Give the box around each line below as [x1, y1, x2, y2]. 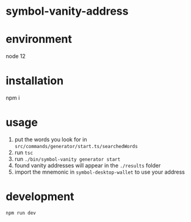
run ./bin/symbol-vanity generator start [14, 155, 121, 163]
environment [5, 32, 73, 46]
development [5, 190, 74, 204]
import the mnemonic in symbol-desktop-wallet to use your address [14, 168, 186, 176]
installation [5, 74, 64, 88]
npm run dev [5, 210, 36, 216]
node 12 [5, 53, 26, 60]
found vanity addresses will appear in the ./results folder [14, 162, 161, 169]
